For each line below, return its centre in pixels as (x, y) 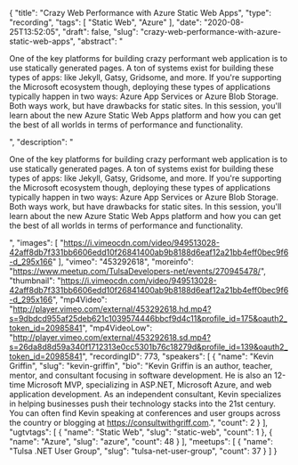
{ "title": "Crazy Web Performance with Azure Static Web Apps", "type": (141, 13)
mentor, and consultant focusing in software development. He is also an (141, 375)
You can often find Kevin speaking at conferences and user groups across (145, 413)
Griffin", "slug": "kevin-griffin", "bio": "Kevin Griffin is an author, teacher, (141, 366)
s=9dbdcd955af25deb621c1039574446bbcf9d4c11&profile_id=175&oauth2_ (148, 318)
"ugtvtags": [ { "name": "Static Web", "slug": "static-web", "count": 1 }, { (141, 432)
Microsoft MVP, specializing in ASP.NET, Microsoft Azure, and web (149, 385)
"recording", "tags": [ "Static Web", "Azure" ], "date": (106, 22)
